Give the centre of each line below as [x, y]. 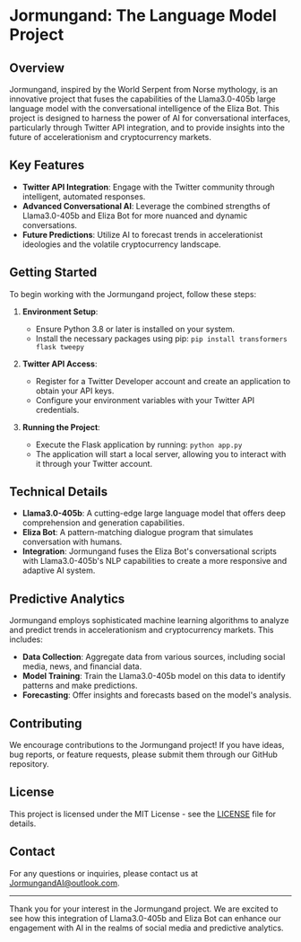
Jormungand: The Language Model [143, 16]
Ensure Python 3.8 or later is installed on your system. [135, 329]
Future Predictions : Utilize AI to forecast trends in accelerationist [142, 234]
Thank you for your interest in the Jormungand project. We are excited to [144, 909]
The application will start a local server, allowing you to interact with [161, 453]
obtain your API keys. [75, 391]
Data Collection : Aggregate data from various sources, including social [154, 657]
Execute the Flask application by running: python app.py [139, 445]
